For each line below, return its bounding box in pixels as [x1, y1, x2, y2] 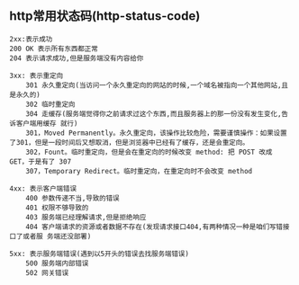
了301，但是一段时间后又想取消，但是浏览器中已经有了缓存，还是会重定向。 [9, 138, 249, 147]
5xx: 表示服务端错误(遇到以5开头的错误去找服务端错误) [9, 249, 189, 258]
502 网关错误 [25, 268, 69, 277]
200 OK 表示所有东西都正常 [9, 44, 99, 53]
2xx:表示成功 [9, 34, 53, 43]
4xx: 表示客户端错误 [9, 183, 77, 193]
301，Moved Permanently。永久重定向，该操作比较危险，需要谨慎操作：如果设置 [25, 129, 287, 138]
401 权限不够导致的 [25, 203, 89, 212]
